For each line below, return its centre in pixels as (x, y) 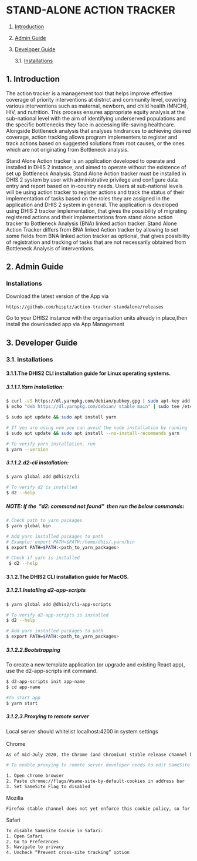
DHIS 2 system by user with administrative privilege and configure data (92, 179)
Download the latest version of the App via (57, 296)
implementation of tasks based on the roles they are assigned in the (88, 198)
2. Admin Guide (35, 267)
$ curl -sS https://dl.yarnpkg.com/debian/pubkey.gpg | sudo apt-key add (98, 401)
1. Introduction (33, 79)
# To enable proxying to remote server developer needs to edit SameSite (98, 765)
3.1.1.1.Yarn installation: (35, 387)
